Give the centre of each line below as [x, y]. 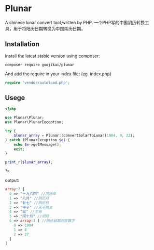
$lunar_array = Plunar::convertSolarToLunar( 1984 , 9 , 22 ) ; [74, 135]
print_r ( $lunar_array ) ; [29, 162]
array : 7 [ [15, 189]
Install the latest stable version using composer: [53, 56]
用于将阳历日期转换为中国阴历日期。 [49, 28]
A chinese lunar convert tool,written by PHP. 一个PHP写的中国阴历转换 [75, 22]
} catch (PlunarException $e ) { [37, 140]
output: [12, 181]
